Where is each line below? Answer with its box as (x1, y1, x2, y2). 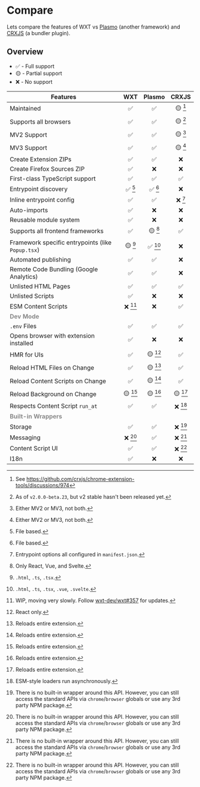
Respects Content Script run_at (9, 402, 97, 410)
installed (9, 339, 33, 348)
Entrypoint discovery (9, 185, 68, 193)
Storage (9, 423, 32, 431)
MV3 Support (9, 144, 47, 152)
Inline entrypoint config (9, 196, 75, 204)
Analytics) (9, 273, 38, 281)
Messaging (9, 433, 41, 442)
